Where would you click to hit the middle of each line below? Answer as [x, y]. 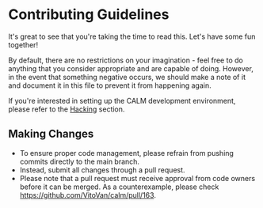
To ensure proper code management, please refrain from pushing [126, 153]
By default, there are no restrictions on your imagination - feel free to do [126, 60]
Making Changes [51, 134]
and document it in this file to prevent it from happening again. [110, 85]
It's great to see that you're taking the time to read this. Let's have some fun [132, 36]
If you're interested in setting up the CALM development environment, [122, 100]
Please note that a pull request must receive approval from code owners [137, 178]
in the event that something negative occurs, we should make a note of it [127, 77]
